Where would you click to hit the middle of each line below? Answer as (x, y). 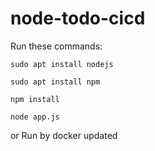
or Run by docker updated (64, 135)
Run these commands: (56, 46)
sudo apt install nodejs (62, 64)
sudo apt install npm (55, 82)
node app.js (35, 117)
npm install (35, 99)
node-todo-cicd (78, 18)
